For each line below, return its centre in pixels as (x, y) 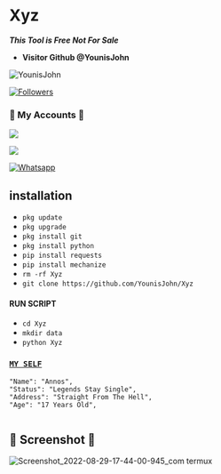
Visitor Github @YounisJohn (76, 57)
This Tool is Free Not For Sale (64, 40)
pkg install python (58, 246)
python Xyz (42, 343)
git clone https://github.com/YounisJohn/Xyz (107, 284)
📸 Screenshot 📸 (52, 440)
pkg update (42, 218)
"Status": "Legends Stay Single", (73, 389)
